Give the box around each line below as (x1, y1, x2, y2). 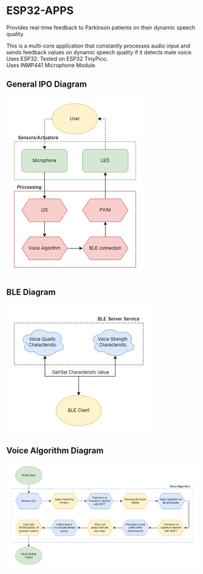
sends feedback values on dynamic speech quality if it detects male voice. (6, 48, 193, 55)
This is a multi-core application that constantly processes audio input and (6, 42, 190, 49)
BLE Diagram (6, 287, 56, 297)
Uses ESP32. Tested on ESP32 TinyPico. (6, 55, 108, 62)
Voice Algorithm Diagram (6, 445, 104, 456)
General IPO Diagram (6, 79, 87, 90)
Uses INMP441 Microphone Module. (6, 62, 97, 69)
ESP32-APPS (6, 4, 74, 18)
